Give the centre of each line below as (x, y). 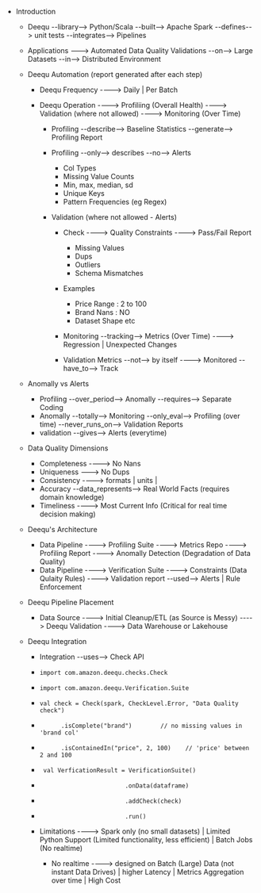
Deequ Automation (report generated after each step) (115, 74)
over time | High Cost (86, 880)
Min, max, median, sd (98, 185)
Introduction (36, 11)
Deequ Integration (57, 641)
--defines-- (233, 27)
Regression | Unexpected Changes (120, 345)
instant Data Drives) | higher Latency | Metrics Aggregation (148, 872)
